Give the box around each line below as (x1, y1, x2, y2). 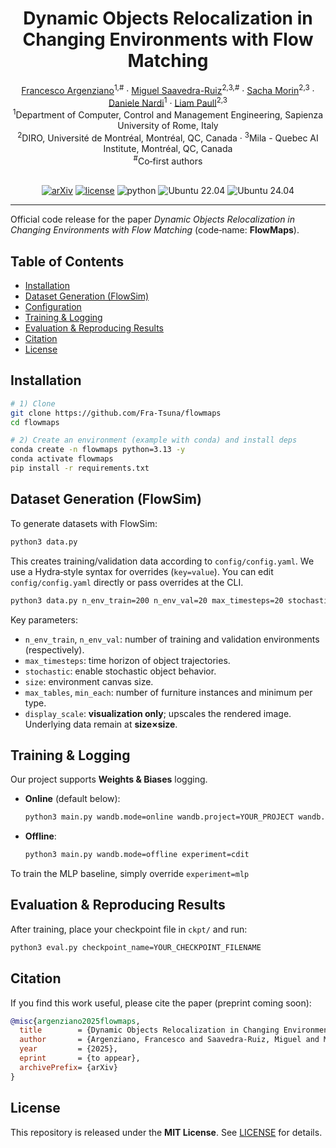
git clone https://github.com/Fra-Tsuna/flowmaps (10, 408, 222, 418)
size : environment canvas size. (24, 675, 154, 687)
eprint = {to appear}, (19, 1053, 141, 1064)
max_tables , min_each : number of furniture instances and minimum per (24, 686, 313, 698)
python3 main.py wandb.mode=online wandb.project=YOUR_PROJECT (24, 812, 295, 822)
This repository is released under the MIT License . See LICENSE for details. (10, 1126, 323, 1138)
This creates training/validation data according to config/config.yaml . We (10, 555, 315, 567)
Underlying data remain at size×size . (24, 718, 178, 730)
